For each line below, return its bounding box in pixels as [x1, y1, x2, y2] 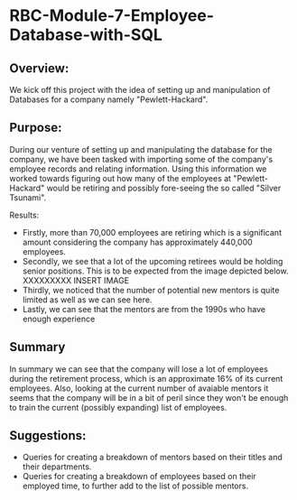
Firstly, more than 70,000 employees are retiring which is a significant [22, 227, 283, 237]
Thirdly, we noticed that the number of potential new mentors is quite [22, 284, 280, 295]
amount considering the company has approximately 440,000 [22, 236, 253, 247]
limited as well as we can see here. [22, 294, 153, 305]
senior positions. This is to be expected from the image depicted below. [22, 265, 289, 276]
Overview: [9, 60, 70, 76]
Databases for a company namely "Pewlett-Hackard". [9, 94, 209, 105]
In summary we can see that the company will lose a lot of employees [9, 363, 269, 375]
